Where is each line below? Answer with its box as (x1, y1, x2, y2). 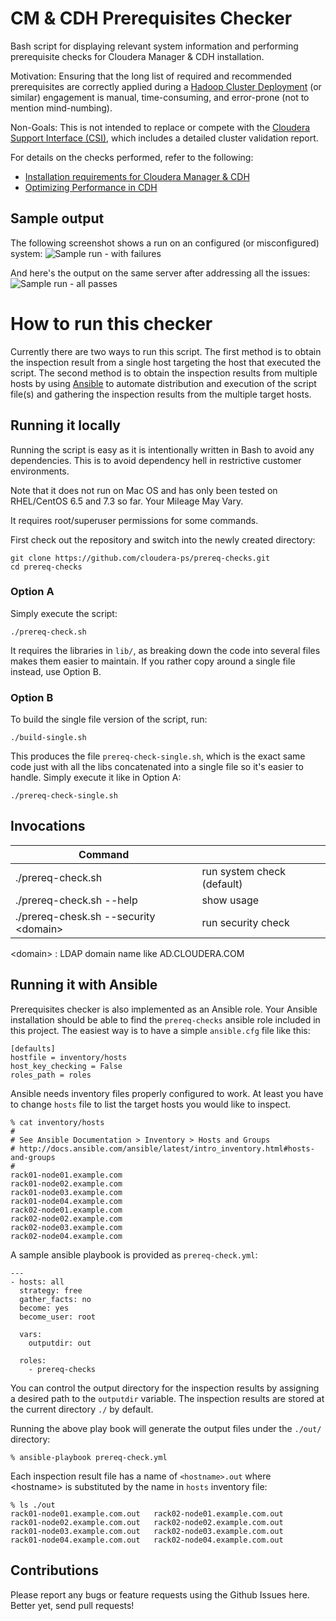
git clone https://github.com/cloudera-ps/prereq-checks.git (10, 553, 271, 563)
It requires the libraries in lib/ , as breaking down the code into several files (10, 644, 321, 656)
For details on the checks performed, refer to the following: (10, 151, 254, 163)
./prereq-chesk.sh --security (15, 909, 156, 923)
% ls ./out (10, 1500, 56, 1510)
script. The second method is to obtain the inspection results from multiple (10, 367, 318, 379)
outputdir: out (28, 1338, 92, 1348)
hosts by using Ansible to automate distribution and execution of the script (10, 377, 317, 389)
